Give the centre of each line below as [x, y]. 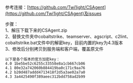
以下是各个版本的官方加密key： [33, 59]
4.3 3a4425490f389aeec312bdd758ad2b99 [45, 77]
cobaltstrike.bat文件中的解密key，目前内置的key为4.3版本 [64, 43]
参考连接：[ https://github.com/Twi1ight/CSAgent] [56, 7]
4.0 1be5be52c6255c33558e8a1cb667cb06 [45, 64]
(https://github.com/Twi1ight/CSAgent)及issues [53, 13]
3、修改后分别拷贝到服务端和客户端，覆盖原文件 [54, 49]
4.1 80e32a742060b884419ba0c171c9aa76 [45, 68]
